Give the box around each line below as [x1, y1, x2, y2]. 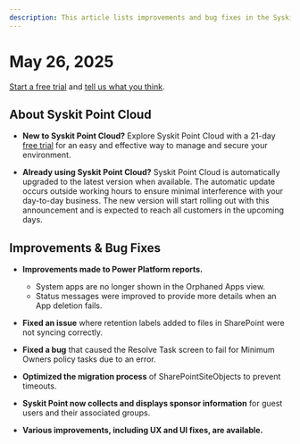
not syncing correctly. [21, 327, 104, 338]
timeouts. [21, 381, 57, 391]
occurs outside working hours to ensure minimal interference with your [21, 186, 284, 197]
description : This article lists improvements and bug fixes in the [9, 13, 270, 22]
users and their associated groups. [21, 407, 151, 418]
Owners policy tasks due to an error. [21, 354, 156, 364]
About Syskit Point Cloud [9, 106, 152, 121]
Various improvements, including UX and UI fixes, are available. [21, 425, 263, 436]
